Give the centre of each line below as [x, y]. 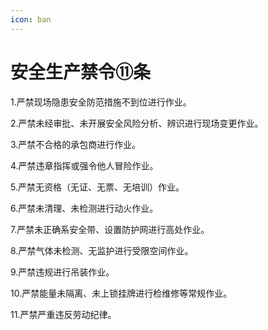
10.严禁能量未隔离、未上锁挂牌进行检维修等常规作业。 [121, 293]
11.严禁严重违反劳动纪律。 [63, 314]
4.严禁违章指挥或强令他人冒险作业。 [84, 165]
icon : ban [31, 19]
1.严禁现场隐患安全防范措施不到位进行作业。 [101, 102]
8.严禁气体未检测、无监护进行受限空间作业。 [102, 250]
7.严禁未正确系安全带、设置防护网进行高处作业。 [110, 229]
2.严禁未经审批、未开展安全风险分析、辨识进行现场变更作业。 [137, 123]
